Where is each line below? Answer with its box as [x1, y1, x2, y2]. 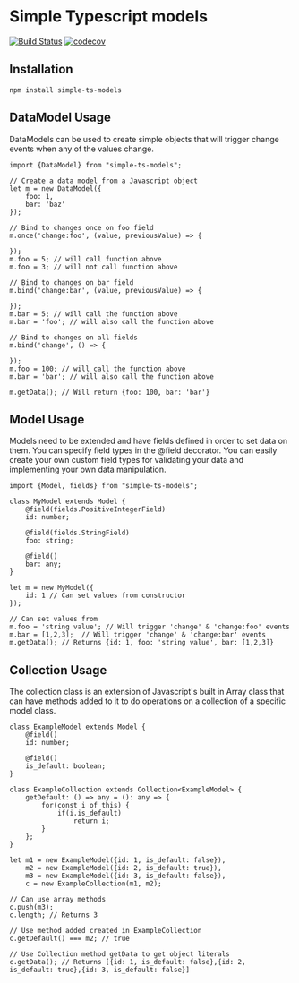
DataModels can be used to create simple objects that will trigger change [9, 133, 279, 144]
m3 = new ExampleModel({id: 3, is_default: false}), [25, 871, 226, 881]
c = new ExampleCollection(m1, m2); [25, 879, 163, 888]
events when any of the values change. [9, 143, 155, 154]
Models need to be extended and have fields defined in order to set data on [9, 436, 288, 447]
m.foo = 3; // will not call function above [9, 262, 178, 271]
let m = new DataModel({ [9, 184, 102, 193]
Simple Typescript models [9, 6, 209, 27]
